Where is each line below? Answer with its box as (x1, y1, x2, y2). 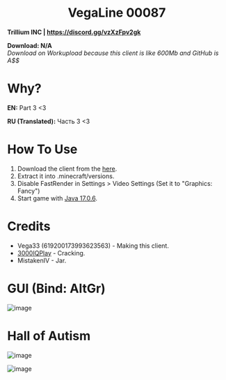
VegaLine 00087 (67, 5, 166, 21)
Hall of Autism (7, 328, 91, 344)
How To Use (7, 141, 78, 157)
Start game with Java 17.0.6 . (17, 193, 97, 203)
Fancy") (17, 187, 40, 195)
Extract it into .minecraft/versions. (17, 172, 115, 180)
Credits (7, 219, 51, 234)
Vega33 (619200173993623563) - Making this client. (17, 242, 169, 250)
